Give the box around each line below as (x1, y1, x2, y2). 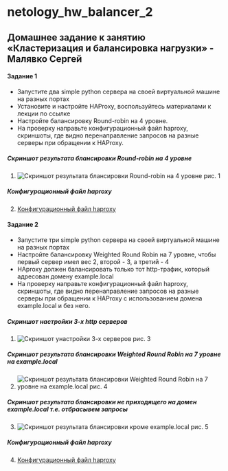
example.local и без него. (16, 301, 91, 309)
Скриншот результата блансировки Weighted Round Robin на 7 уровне (7, 350, 221, 358)
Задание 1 (7, 72, 38, 80)
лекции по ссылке (16, 109, 71, 118)
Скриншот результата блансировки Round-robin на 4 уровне (7, 154, 192, 162)
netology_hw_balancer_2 (7, 4, 153, 20)
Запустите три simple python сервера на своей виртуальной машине (16, 235, 220, 244)
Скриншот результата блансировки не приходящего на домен (7, 398, 197, 406)
